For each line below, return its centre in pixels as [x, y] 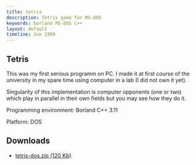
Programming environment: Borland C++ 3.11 [62, 110]
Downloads [28, 141]
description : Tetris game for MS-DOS [54, 18]
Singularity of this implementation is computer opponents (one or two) [94, 92]
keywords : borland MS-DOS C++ [45, 23]
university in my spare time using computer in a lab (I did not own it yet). [96, 80]
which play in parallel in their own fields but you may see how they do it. [96, 98]
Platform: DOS [24, 121]
